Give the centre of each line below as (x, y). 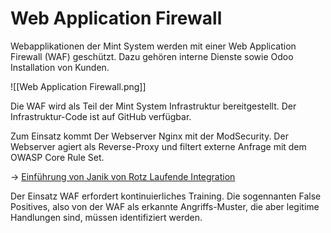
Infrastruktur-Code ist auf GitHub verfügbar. (101, 116)
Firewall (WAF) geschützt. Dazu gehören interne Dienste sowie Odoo (152, 56)
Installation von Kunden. (60, 67)
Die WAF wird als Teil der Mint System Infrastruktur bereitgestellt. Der (153, 106)
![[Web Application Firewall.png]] (78, 86)
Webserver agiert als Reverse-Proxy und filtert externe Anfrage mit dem (158, 146)
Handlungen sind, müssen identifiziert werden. (106, 217)
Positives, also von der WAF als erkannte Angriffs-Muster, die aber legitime (165, 206)
